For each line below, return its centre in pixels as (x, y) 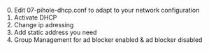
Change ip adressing (44, 25)
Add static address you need (55, 32)
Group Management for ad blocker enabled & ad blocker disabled (108, 40)
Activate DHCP (35, 17)
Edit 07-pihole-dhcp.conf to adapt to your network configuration (107, 10)
